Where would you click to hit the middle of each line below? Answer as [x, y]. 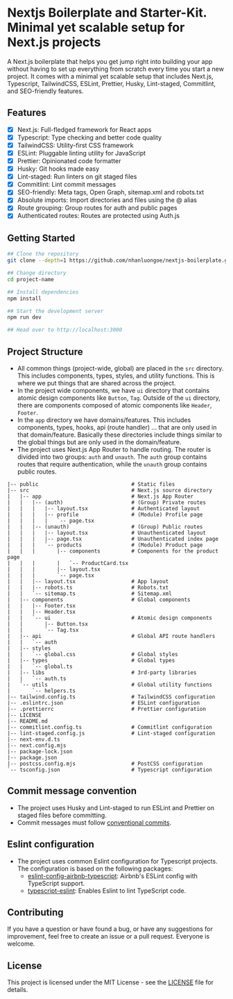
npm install [24, 299]
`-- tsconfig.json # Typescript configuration [110, 770]
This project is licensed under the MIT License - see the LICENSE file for [110, 982]
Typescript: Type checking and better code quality [89, 137]
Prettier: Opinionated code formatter [69, 161]
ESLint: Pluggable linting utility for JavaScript [81, 153]
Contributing [35, 913]
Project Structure [45, 352]
